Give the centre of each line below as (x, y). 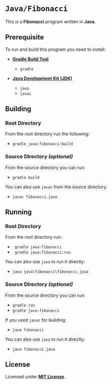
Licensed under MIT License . (35, 377)
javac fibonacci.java (35, 197)
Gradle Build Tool (30, 59)
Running (19, 212)
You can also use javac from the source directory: (56, 187)
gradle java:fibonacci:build (43, 144)
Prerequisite (25, 37)
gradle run (24, 305)
